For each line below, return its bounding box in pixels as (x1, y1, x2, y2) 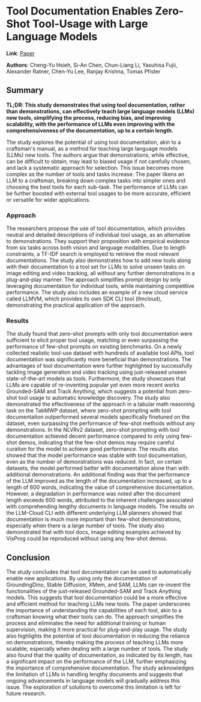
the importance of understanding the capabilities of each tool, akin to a (6, 607, 182, 614)
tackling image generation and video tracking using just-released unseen (6, 368, 187, 376)
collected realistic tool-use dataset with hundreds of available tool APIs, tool (6, 349, 194, 356)
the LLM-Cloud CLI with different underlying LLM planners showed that (6, 509, 182, 517)
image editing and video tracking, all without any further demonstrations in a (6, 270, 195, 277)
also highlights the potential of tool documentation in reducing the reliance (6, 632, 190, 639)
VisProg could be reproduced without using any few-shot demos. (6, 535, 168, 542)
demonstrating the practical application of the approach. (6, 302, 146, 309)
